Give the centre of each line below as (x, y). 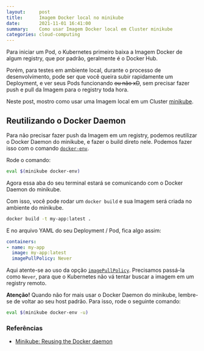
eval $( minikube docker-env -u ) (47, 313)
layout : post (28, 12)
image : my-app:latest (39, 253)
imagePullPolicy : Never (42, 259)
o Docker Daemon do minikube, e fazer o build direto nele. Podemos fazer (99, 141)
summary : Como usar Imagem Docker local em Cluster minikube (90, 29)
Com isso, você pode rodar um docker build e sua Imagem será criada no (99, 201)
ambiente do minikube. (35, 207)
